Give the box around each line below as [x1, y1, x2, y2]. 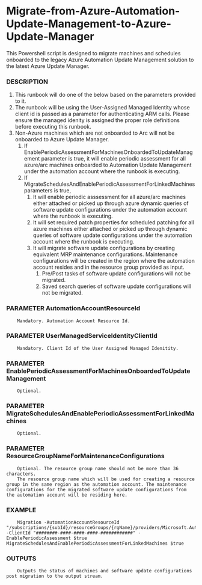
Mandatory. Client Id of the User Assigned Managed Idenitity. [17, 345, 179, 351]
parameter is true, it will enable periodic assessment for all [41, 155, 186, 162]
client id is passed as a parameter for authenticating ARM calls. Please [14, 110, 190, 118]
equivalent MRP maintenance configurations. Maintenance [32, 251, 178, 258]
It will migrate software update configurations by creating [32, 245, 176, 252]
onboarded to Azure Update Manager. [14, 136, 109, 143]
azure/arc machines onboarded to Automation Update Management [23, 161, 192, 169]
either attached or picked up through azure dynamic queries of [32, 200, 189, 207]
